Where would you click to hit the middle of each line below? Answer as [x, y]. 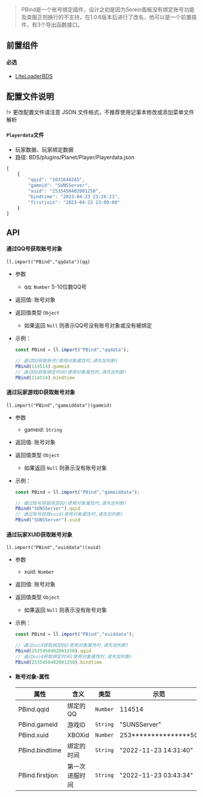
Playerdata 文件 [25, 135]
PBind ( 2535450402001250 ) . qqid [53, 651]
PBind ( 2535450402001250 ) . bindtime [58, 662]
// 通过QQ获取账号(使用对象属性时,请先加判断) [66, 361]
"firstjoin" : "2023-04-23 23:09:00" [74, 202]
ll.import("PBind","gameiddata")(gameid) [59, 405]
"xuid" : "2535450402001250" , [65, 191]
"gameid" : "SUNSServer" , [59, 185]
